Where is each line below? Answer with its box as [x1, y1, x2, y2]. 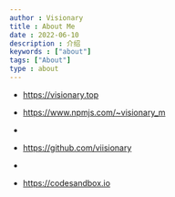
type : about [9, 65, 59, 74]
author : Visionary [9, 13, 84, 23]
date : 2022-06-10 [9, 30, 79, 39]
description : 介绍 [9, 38, 81, 48]
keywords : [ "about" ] [9, 47, 92, 57]
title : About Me [9, 22, 76, 31]
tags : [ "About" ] [9, 56, 71, 65]
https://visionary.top [22, 88, 99, 100]
